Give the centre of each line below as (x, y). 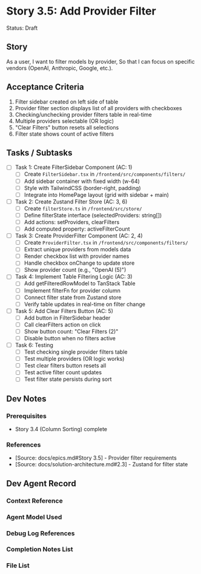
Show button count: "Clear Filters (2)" (71, 331)
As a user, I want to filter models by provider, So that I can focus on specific (100, 61)
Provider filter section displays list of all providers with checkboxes (98, 108)
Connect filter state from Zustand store (73, 297)
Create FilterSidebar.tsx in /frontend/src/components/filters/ (105, 174)
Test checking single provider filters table (76, 352)
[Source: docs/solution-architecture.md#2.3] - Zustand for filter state (101, 464)
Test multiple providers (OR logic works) (74, 359)
